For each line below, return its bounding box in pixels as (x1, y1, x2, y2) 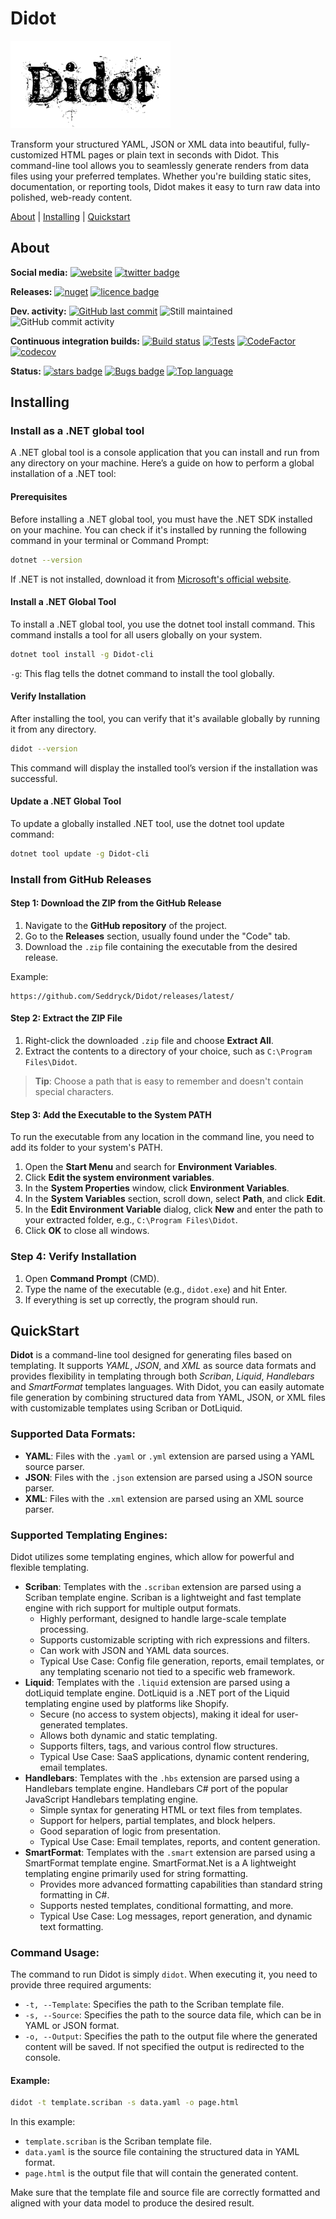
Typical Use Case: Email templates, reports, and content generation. (39, 1835, 321, 1847)
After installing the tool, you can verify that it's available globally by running (10, 712, 321, 724)
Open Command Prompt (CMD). (24, 1272, 160, 1284)
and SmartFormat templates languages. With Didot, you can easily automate (10, 1381, 325, 1393)
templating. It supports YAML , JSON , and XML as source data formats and (10, 1360, 317, 1372)
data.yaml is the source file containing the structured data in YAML (24, 2146, 300, 2158)
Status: (10, 365, 42, 377)
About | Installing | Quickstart (10, 210, 131, 222)
